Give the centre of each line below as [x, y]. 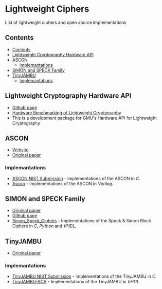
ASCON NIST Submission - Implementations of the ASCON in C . [76, 178]
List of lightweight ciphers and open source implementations [66, 22]
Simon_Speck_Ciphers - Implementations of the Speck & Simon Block [82, 221]
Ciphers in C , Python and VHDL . [44, 226]
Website [20, 150]
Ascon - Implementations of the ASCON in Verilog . [63, 183]
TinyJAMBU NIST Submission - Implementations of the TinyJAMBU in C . [84, 276]
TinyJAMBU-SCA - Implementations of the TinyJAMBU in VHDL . [76, 281]
